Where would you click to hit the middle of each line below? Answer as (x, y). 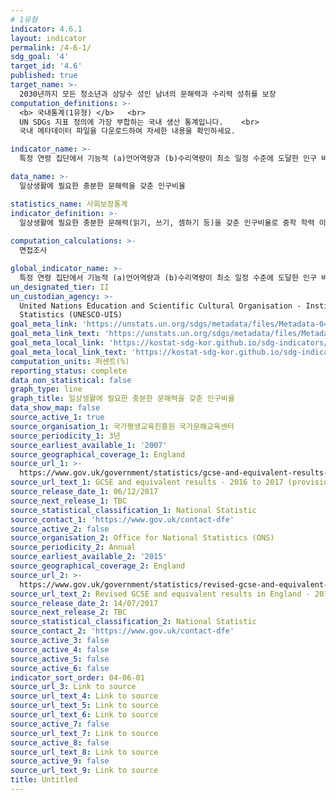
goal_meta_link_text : (55, 334)
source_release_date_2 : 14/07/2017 (84, 603)
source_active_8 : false (60, 742)
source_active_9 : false (60, 761)
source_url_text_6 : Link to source (84, 715)
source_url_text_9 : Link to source (84, 771)
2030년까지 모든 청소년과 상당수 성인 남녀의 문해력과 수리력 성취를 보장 (148, 94)
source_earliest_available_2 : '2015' (89, 557)
